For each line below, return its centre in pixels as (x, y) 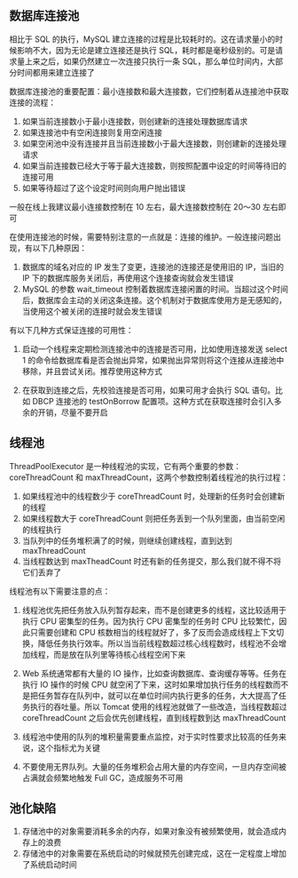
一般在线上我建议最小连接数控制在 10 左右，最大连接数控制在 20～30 (135, 206)
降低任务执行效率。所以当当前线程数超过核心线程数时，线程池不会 (158, 643)
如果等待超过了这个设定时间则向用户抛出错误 (104, 188)
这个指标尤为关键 (69, 747)
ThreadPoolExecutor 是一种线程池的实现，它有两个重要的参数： (125, 466)
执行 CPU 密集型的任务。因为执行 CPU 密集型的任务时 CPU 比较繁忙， (150, 621)
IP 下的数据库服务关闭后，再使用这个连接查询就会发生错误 (128, 277)
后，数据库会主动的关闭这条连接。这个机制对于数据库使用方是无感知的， (154, 299)
